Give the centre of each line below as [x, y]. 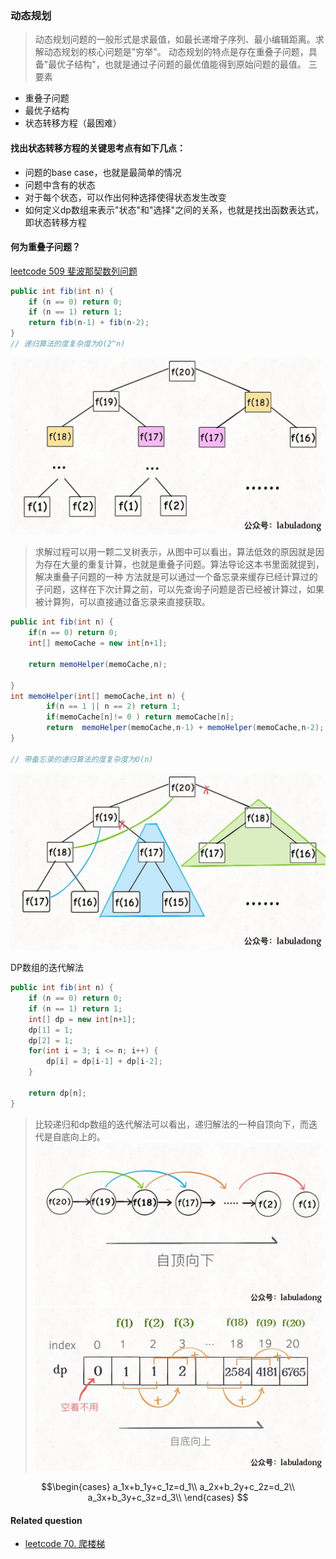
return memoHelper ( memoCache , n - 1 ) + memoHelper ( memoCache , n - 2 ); [185, 728]
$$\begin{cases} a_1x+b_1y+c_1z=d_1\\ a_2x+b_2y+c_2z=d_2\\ [168, 1486]
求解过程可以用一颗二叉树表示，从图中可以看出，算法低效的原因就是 [175, 552]
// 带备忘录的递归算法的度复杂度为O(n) [82, 759]
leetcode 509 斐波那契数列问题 [74, 271]
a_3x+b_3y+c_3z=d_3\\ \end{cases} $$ [168, 1497]
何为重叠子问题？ [45, 247]
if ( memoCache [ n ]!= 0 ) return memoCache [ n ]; [140, 717]
